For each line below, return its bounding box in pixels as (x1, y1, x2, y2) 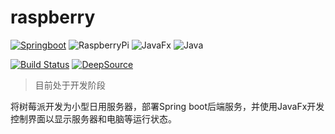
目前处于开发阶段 (34, 79, 106, 91)
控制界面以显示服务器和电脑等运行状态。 (10, 112, 177, 125)
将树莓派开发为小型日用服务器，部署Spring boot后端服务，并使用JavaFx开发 (10, 100, 325, 112)
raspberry (10, 6, 96, 29)
